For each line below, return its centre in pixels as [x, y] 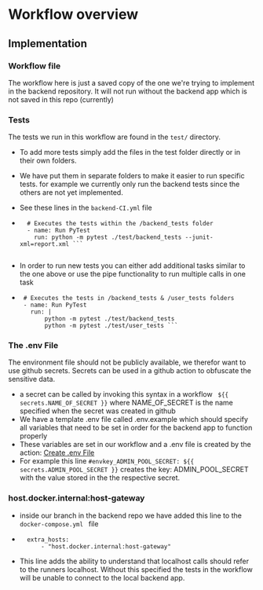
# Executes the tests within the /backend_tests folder [120, 224]
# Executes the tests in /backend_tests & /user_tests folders [129, 299]
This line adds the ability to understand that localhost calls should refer [134, 561]
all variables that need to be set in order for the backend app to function [136, 428]
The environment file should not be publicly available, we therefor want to [127, 362]
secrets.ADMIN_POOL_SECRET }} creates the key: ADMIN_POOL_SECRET [134, 470]
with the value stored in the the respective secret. [100, 478]
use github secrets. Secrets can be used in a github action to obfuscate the [130, 371]
